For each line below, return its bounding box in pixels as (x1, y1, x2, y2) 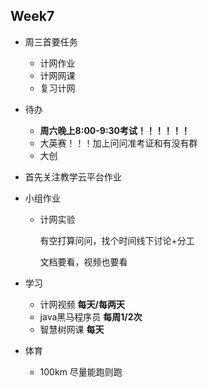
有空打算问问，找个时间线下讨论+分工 (39, 234, 195, 246)
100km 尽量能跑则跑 (39, 365, 123, 378)
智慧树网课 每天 (39, 323, 105, 335)
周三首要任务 (24, 35, 78, 48)
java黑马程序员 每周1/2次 (39, 310, 143, 323)
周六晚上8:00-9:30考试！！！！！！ (39, 124, 191, 136)
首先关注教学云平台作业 (24, 170, 122, 183)
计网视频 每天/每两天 (39, 298, 125, 310)
